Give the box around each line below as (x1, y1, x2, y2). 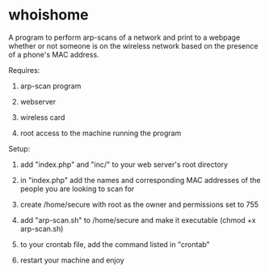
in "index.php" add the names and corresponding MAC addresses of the (19, 175, 261, 185)
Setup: (8, 143, 31, 153)
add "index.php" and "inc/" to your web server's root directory (19, 160, 229, 169)
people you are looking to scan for (19, 184, 135, 194)
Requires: (8, 65, 40, 75)
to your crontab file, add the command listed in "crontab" (19, 239, 210, 249)
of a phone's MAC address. (8, 49, 99, 59)
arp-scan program (19, 81, 82, 91)
